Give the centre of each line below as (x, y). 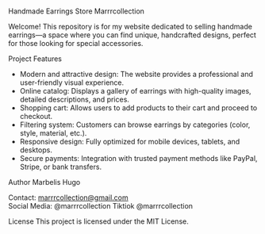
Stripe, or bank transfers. (60, 167)
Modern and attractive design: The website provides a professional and (136, 75)
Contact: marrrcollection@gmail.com (68, 198)
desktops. (36, 150)
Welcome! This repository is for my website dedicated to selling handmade (130, 27)
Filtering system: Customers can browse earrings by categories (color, (135, 125)
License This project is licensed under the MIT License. (98, 221)
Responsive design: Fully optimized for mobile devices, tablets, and (130, 142)
